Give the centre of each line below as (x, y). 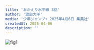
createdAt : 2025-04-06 (29, 24)
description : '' (22, 28)
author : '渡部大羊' (24, 14)
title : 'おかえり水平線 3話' (32, 10)
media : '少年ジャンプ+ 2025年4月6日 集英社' (47, 19)
